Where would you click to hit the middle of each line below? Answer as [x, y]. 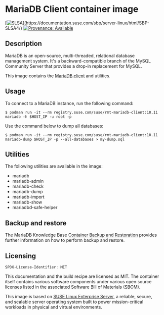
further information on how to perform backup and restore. [65, 240]
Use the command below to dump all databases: [54, 126]
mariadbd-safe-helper [35, 208]
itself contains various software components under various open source [78, 282]
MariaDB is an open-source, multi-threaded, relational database [70, 55]
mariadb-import [28, 197]
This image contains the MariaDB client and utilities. [58, 76]
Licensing [20, 256]
